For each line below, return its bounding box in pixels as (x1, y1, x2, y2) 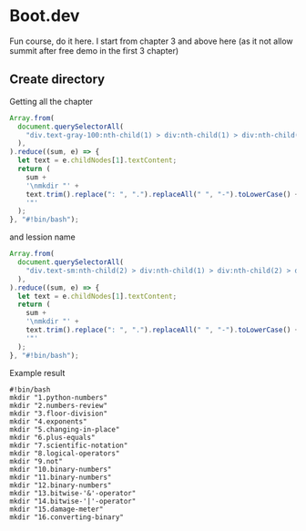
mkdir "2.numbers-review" (9, 401, 107, 410)
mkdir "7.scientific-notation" (9, 441, 128, 450)
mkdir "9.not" (9, 456, 64, 465)
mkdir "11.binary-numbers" (9, 473, 112, 482)
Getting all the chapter (9, 96, 94, 107)
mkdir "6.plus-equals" (9, 433, 96, 442)
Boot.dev (9, 5, 80, 26)
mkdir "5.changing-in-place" (9, 424, 120, 434)
